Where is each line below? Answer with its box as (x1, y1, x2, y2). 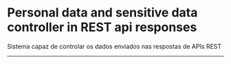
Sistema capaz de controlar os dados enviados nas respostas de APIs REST (7, 42, 222, 50)
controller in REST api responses (7, 19, 197, 35)
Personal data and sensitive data (7, 5, 198, 21)
